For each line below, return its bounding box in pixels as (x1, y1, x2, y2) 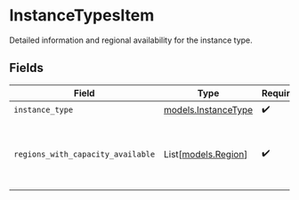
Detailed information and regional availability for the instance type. (9, 35, 254, 45)
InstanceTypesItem (9, 5, 155, 26)
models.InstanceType (163, 104, 254, 116)
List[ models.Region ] (163, 148, 248, 160)
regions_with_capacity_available (13, 148, 156, 159)
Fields (9, 60, 44, 76)
